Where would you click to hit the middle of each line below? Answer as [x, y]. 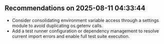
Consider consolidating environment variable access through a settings [85, 20]
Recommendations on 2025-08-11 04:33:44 [75, 8]
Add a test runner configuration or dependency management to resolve [85, 31]
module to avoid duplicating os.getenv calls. [57, 25]
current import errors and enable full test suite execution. [71, 36]
